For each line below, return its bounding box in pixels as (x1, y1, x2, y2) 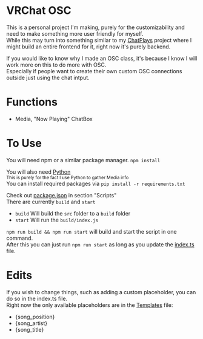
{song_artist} (15, 319, 48, 327)
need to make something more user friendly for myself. (6, 30, 144, 37)
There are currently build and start (6, 198, 96, 205)
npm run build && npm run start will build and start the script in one (6, 228, 177, 235)
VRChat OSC (6, 4, 72, 18)
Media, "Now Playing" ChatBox (15, 115, 93, 122)
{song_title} (15, 326, 44, 333)
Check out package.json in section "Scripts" (6, 191, 117, 199)
